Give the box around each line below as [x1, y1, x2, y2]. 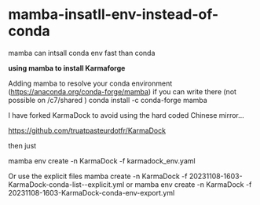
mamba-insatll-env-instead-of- [8, 5, 219, 24]
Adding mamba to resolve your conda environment [8, 79, 173, 88]
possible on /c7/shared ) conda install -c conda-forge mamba [8, 95, 208, 104]
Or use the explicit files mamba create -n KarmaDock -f [8, 171, 188, 181]
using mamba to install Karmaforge [8, 63, 126, 72]
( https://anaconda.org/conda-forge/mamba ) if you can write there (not [8, 86, 237, 96]
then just [8, 141, 37, 150]
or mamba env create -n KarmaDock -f [126, 179, 252, 189]
